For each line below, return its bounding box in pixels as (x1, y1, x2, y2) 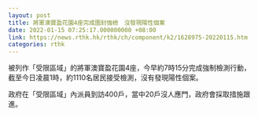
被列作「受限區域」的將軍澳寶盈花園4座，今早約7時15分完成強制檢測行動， (8, 63, 251, 73)
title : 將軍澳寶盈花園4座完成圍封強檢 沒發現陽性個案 (8, 19, 165, 27)
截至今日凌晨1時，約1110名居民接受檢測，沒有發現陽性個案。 (8, 73, 203, 82)
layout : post (8, 11, 51, 20)
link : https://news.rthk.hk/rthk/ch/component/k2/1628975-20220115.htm (8, 33, 248, 42)
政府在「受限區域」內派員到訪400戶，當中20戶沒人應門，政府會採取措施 (8, 89, 244, 99)
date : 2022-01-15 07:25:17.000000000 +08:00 (8, 26, 157, 34)
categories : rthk (8, 41, 65, 49)
